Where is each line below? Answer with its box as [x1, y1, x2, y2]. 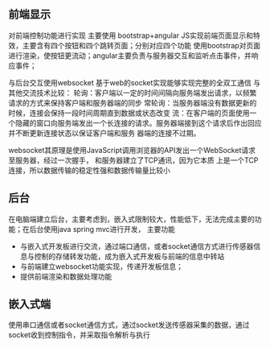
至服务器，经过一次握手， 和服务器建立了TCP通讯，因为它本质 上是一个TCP [8, 155, 259, 165]
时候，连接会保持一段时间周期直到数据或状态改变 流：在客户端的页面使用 [8, 108, 250, 118]
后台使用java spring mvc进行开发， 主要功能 [29, 224, 175, 233]
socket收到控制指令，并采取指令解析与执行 [8, 330, 150, 340]
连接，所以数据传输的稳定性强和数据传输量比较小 [8, 165, 170, 175]
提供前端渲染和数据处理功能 [19, 271, 112, 281]
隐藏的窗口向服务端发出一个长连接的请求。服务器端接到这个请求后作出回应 [14, 118, 262, 127]
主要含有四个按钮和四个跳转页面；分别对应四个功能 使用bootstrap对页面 [22, 40, 261, 50]
